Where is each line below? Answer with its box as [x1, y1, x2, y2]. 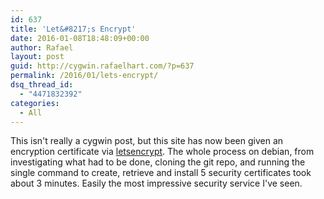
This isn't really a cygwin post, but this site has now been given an [10, 135, 284, 147]
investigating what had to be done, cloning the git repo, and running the [10, 156, 306, 168]
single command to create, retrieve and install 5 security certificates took [10, 167, 312, 179]
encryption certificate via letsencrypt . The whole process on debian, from [10, 146, 315, 158]
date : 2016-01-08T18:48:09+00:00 [10, 33, 150, 43]
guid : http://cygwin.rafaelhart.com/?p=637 [10, 61, 195, 71]
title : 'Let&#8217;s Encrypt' [10, 24, 137, 34]
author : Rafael [10, 42, 74, 53]
